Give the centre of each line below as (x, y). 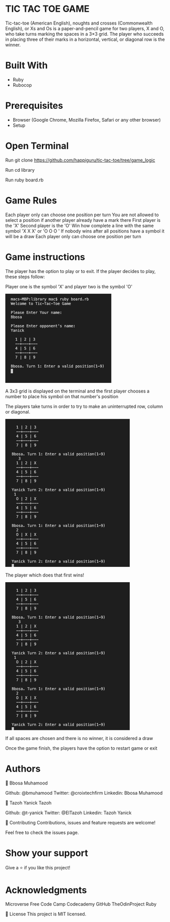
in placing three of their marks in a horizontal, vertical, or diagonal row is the (85, 39)
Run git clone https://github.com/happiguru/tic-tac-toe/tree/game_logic (80, 160)
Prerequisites (34, 106)
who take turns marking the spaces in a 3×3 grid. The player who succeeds (84, 34)
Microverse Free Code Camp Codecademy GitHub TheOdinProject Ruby (81, 904)
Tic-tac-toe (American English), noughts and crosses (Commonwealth (79, 23)
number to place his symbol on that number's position (62, 396)
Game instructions (45, 257)
